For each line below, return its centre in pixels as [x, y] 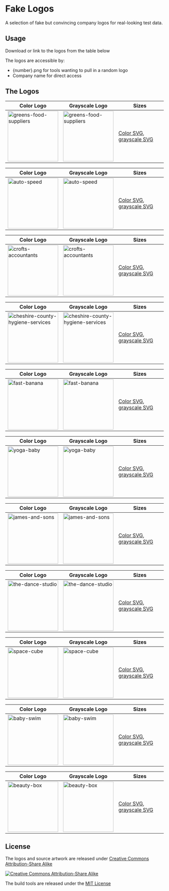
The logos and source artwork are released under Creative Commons [77, 859]
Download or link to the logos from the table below [58, 50]
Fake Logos [30, 9]
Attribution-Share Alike [29, 864]
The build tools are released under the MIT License [58, 883]
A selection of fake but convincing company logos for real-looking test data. [84, 23]
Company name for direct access [47, 76]
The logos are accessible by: [35, 60]
